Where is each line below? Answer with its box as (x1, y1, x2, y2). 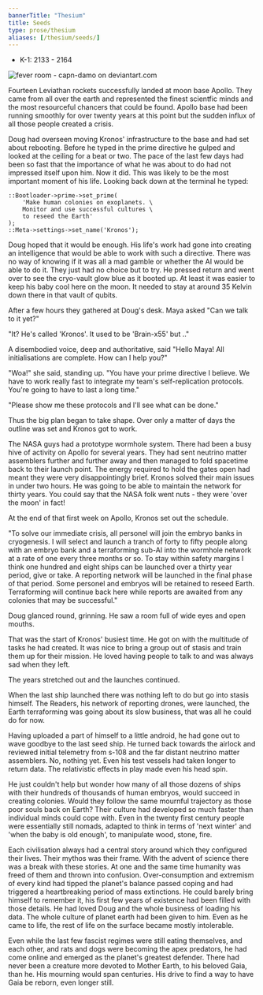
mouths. (8, 619, 35, 629)
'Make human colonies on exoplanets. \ (22, 199, 154, 207)
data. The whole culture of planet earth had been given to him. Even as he (8, 912, 248, 922)
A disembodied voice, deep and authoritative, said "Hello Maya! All (8, 345, 224, 354)
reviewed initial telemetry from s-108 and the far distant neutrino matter (8, 747, 240, 757)
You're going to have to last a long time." (8, 385, 140, 395)
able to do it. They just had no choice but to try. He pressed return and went (8, 265, 254, 275)
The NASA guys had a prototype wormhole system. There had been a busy (8, 440, 252, 449)
